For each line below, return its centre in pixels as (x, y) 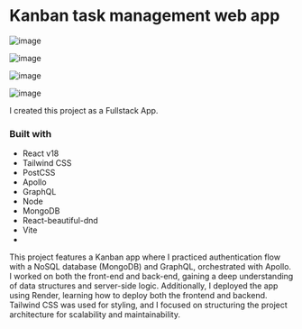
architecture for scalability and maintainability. (95, 315)
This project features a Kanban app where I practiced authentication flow (145, 257)
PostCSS (39, 173)
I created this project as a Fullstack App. (84, 110)
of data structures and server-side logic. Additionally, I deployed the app (144, 286)
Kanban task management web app (145, 16)
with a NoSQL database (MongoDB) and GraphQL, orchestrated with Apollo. (150, 267)
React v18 (41, 153)
